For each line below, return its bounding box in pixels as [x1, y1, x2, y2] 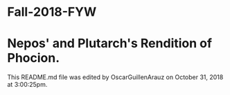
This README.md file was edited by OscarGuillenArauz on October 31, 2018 [7, 73, 224, 81]
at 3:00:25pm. [7, 81, 48, 89]
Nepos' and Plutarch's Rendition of [7, 36, 213, 52]
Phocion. [7, 50, 60, 66]
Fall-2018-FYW [7, 4, 97, 20]
